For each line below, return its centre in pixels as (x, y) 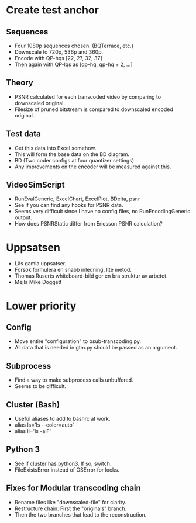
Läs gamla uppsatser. (40, 264)
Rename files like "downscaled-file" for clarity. (71, 502)
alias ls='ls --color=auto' (44, 425)
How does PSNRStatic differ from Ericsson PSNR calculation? (88, 224)
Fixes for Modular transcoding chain (74, 488)
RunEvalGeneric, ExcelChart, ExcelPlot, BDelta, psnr (77, 199)
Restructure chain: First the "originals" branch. (71, 508)
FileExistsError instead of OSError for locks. (67, 470)
